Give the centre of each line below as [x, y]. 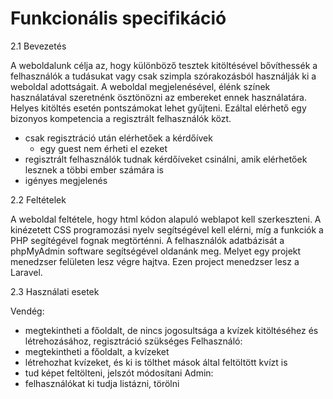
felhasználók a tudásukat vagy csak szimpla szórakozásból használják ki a [163, 76]
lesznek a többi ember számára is [94, 169]
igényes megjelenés [66, 180]
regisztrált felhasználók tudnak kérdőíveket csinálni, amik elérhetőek [166, 159]
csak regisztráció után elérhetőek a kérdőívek [118, 138]
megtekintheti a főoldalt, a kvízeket [97, 351]
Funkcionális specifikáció [118, 18]
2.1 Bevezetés [38, 46]
